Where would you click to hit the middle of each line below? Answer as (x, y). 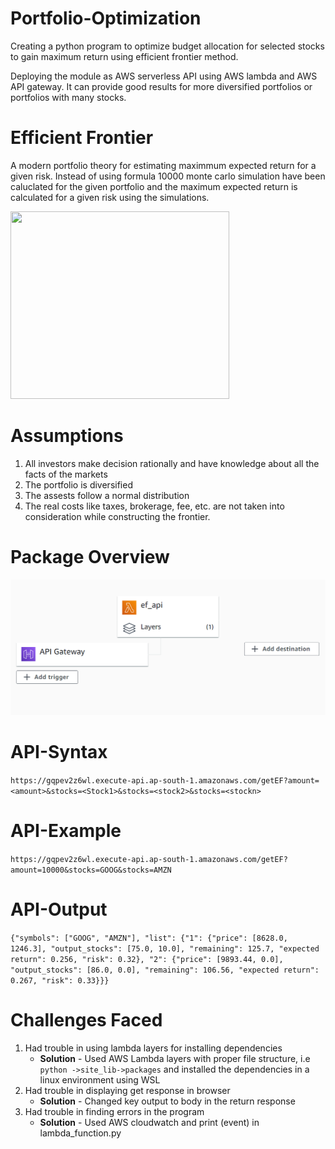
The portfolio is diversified (78, 484)
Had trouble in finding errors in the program (114, 1111)
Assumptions (67, 436)
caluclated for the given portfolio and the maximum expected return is (154, 186)
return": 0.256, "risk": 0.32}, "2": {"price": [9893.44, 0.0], (147, 959)
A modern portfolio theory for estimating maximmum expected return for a (163, 165)
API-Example (66, 830)
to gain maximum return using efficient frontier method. (124, 56)
